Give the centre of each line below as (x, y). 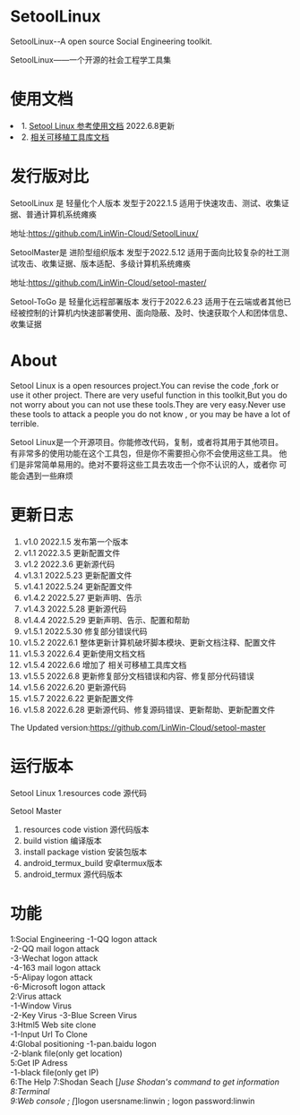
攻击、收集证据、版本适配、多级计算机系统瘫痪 (104, 263)
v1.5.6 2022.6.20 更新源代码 (75, 687)
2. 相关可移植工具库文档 (66, 137)
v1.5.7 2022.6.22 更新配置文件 (78, 698)
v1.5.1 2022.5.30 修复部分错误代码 (85, 631)
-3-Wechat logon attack (54, 958)
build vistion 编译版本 (62, 840)
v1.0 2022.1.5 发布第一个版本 (76, 541)
